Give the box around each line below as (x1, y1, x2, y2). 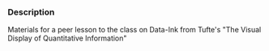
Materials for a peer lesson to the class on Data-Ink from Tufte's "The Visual (7, 25, 262, 35)
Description (7, 6, 55, 18)
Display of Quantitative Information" (7, 33, 127, 43)
